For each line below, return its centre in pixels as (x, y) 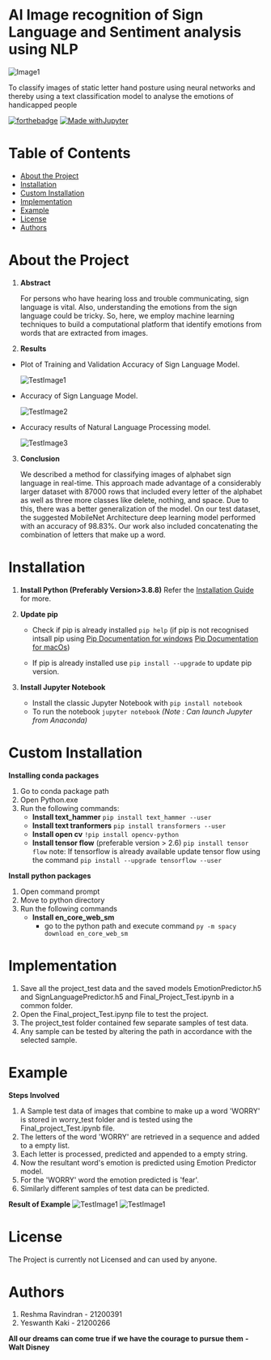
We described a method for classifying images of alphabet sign (126, 474)
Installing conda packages (54, 775)
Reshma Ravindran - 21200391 (71, 1315)
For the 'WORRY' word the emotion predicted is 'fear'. (110, 1180)
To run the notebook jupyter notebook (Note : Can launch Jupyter (142, 711)
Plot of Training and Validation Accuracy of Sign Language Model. (130, 364)
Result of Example (40, 1204)
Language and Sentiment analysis (125, 32)
